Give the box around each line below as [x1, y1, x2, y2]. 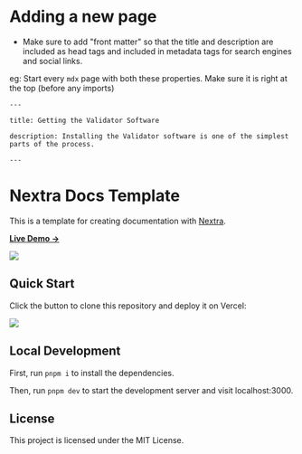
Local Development [9, 344, 121, 359]
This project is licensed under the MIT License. [9, 435, 184, 446]
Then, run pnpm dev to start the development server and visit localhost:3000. [9, 384, 294, 395]
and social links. [22, 55, 83, 66]
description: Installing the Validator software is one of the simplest [9, 131, 289, 141]
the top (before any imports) [9, 82, 115, 93]
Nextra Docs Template [9, 185, 181, 206]
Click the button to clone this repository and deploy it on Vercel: [9, 300, 247, 311]
